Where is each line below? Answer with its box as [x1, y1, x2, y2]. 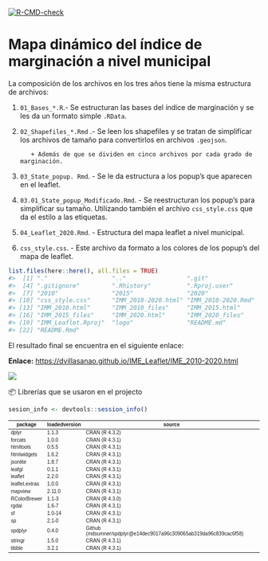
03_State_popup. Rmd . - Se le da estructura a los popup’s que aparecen [19, 171, 253, 181]
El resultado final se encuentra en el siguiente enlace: [8, 340, 184, 350]
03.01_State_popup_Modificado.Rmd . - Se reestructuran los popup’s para [19, 195, 255, 205]
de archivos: [8, 87, 49, 96]
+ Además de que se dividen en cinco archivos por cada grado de [30, 150, 253, 159]
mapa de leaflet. [19, 251, 73, 261]
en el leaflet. [19, 179, 61, 189]
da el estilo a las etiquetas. [19, 212, 108, 222]
